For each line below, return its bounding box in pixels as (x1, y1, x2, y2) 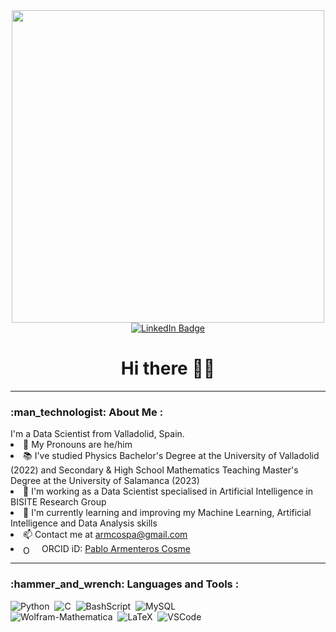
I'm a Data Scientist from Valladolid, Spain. (10, 428, 185, 440)
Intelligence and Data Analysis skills (10, 517, 158, 529)
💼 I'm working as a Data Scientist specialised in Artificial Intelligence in (23, 485, 313, 498)
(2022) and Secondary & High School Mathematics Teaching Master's (10, 464, 299, 476)
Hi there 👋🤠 (120, 357, 216, 380)
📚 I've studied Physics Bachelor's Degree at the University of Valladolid (23, 450, 320, 462)
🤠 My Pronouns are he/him (23, 439, 133, 451)
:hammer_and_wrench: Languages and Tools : (10, 577, 240, 591)
